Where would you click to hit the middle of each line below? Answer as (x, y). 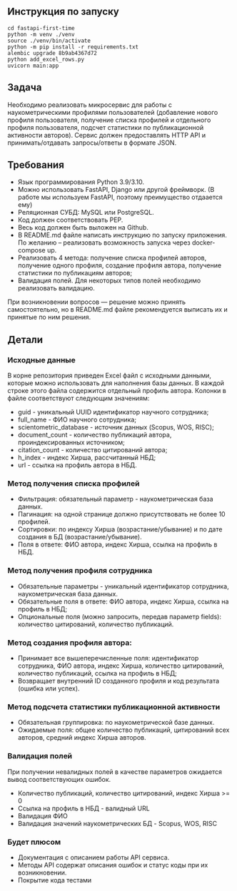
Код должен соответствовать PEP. (70, 220)
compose (31, 250)
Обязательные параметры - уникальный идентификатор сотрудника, (123, 586)
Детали (25, 339)
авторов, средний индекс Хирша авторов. (82, 738)
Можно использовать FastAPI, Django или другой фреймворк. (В (116, 190)
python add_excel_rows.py (46, 59)
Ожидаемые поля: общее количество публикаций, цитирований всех (123, 730)
